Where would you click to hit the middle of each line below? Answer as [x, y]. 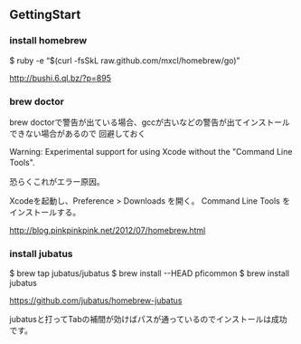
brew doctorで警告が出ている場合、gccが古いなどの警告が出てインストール [150, 122]
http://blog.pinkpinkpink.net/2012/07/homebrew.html [108, 230]
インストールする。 [45, 212]
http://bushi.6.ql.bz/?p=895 [60, 78]
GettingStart [45, 15]
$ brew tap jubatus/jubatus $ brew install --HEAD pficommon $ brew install [150, 273]
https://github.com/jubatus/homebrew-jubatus [96, 301]
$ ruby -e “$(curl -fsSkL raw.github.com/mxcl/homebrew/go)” [125, 60]
